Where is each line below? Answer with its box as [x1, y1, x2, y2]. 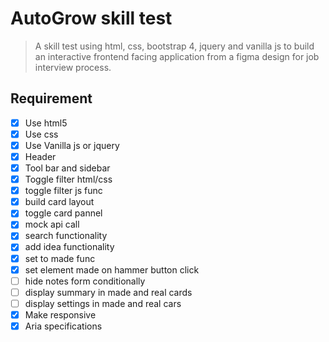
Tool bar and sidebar [24, 162, 111, 174]
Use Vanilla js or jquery [24, 139, 120, 151]
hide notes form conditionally [24, 275, 146, 287]
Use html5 [24, 117, 68, 129]
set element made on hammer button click [24, 263, 200, 276]
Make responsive [24, 308, 97, 321]
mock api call [24, 218, 80, 231]
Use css [24, 128, 59, 140]
